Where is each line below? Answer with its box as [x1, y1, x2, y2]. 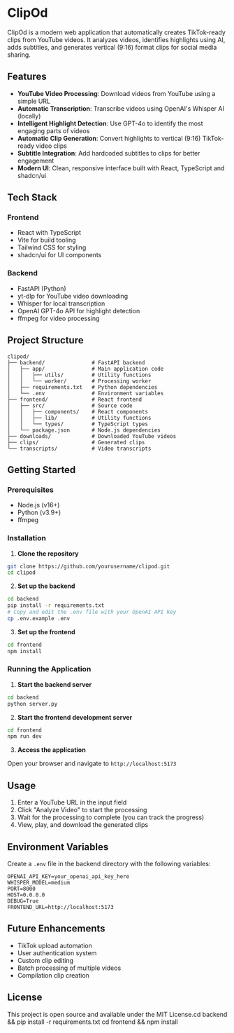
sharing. [7, 50, 31, 59]
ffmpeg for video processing [17, 314, 100, 322]
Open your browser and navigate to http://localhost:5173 [7, 759, 177, 768]
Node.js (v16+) [17, 501, 60, 509]
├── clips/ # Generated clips [7, 439, 145, 446]
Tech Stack [7, 191, 57, 204]
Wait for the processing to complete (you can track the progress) [17, 813, 205, 821]
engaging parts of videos [17, 126, 90, 135]
